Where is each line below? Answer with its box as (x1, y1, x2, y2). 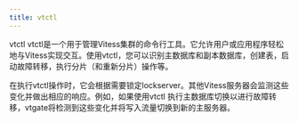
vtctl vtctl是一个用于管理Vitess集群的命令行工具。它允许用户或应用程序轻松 (9, 38, 285, 49)
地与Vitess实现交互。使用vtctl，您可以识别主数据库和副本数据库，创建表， (9, 50, 282, 61)
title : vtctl (9, 12, 58, 22)
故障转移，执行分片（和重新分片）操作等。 (16, 61, 173, 71)
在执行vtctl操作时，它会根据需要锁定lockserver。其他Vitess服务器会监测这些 (9, 79, 289, 90)
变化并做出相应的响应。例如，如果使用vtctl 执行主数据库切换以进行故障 (9, 91, 270, 102)
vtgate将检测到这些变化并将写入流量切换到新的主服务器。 (24, 102, 236, 112)
